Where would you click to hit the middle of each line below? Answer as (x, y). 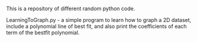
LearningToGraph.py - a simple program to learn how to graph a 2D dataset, (99, 20)
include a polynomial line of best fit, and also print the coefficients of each (97, 26)
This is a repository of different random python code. (71, 9)
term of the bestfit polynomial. (43, 33)
